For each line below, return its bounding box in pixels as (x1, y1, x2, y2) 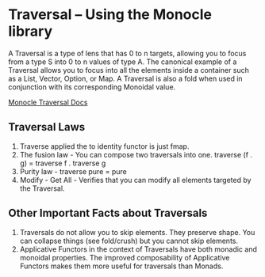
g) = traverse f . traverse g (19, 158, 106, 168)
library (8, 22, 53, 40)
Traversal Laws (8, 120, 86, 134)
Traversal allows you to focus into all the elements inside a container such (8, 65, 250, 74)
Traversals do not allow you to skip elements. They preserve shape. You (19, 227, 255, 237)
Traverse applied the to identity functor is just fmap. (19, 141, 190, 151)
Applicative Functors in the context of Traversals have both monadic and (19, 244, 258, 254)
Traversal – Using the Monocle (8, 6, 213, 24)
